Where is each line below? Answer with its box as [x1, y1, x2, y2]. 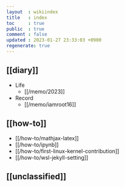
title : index [6, 15, 47, 21]
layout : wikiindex [6, 8, 59, 15]
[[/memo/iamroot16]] [24, 101, 76, 108]
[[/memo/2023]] [24, 87, 65, 95]
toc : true [6, 20, 45, 26]
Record [15, 94, 33, 101]
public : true [6, 25, 45, 32]
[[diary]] [6, 65, 39, 76]
